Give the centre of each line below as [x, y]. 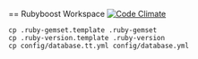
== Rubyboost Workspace [57, 14]
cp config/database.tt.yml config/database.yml [99, 46]
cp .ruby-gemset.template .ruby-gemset [83, 30]
